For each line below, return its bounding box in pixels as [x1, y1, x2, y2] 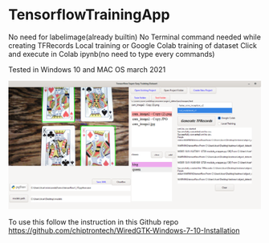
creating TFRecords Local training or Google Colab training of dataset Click [8, 40, 257, 50]
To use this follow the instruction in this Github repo [8, 217, 179, 227]
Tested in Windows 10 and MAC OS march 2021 [8, 64, 166, 74]
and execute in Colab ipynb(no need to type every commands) [8, 49, 215, 59]
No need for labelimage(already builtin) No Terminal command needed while [8, 32, 261, 42]
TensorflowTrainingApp [8, 6, 170, 24]
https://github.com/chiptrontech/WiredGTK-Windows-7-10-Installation [8, 226, 240, 236]
